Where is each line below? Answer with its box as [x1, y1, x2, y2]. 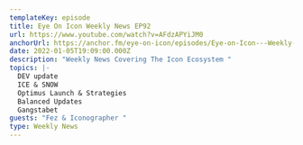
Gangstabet [17, 105, 59, 114]
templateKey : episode [9, 13, 91, 23]
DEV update [17, 72, 59, 81]
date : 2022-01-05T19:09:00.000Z [9, 47, 131, 56]
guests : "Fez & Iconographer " [9, 113, 127, 122]
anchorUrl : [9, 38, 50, 48]
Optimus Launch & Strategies [17, 88, 127, 97]
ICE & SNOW [17, 80, 59, 89]
